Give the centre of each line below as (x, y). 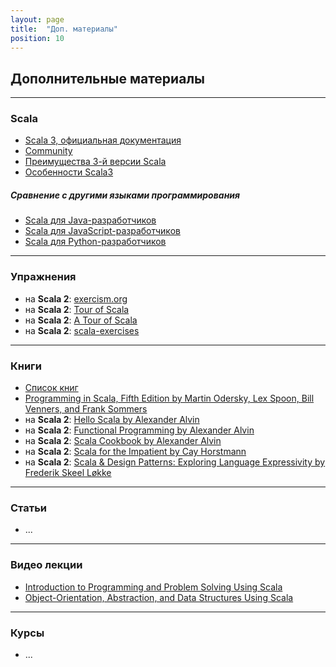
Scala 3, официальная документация (103, 140)
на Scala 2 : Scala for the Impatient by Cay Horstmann (135, 452)
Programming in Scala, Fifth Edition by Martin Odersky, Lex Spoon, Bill (169, 398)
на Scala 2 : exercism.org (76, 298)
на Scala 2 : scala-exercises (82, 330)
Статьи (29, 508)
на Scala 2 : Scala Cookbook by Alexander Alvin (123, 441)
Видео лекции (46, 565)
